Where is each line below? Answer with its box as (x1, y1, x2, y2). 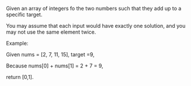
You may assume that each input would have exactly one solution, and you (6, 23, 186, 29)
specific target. (6, 11, 43, 18)
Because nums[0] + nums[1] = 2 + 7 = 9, (6, 62, 103, 69)
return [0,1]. (6, 74, 34, 80)
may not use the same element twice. (6, 28, 96, 35)
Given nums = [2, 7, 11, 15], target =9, (6, 51, 95, 58)
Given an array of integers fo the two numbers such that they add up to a (6, 5, 182, 12)
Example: (6, 40, 29, 46)
